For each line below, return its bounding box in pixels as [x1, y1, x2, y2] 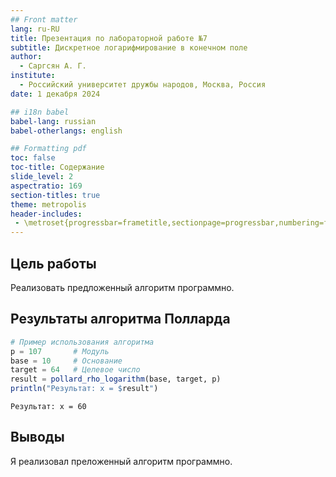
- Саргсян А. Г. [19, 61, 87, 71]
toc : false [10, 153, 56, 163]
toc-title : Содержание [10, 162, 105, 173]
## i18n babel [10, 107, 70, 117]
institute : [10, 71, 56, 81]
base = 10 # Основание [10, 356, 123, 366]
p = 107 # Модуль [10, 346, 110, 356]
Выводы [10, 429, 65, 446]
